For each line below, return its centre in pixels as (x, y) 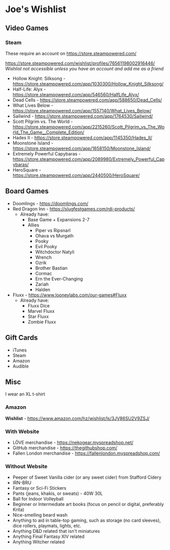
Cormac (44, 273)
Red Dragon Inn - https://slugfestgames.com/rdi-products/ (74, 209)
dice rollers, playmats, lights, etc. (47, 526)
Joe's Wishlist (36, 9)
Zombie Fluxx (42, 322)
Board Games (27, 191)
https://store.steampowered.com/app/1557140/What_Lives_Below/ (82, 110)
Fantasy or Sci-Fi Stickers (39, 488)
